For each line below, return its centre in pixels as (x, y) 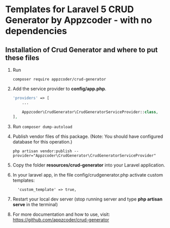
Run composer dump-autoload (42, 126)
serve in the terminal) (35, 204)
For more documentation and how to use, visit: (61, 214)
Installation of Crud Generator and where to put (82, 50)
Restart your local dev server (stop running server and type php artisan (88, 199)
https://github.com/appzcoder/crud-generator (61, 219)
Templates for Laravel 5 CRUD (70, 9)
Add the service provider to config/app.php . (59, 89)
